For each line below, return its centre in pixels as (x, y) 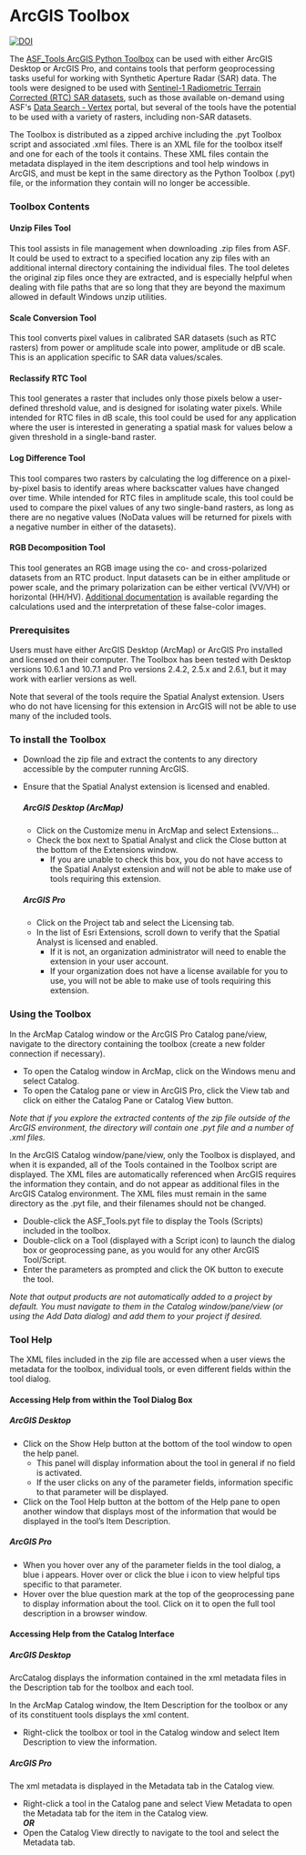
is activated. (59, 1472)
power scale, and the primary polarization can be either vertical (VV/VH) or (150, 587)
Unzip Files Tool (40, 228)
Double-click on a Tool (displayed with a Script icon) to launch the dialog (159, 1240)
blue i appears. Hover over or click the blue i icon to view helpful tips (151, 1574)
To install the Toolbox (58, 740)
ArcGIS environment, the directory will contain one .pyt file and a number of (152, 1127)
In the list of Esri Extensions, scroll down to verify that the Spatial (158, 933)
